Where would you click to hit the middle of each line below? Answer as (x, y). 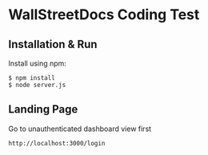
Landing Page (43, 109)
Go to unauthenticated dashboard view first (80, 129)
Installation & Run (53, 44)
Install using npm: (37, 63)
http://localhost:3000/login (57, 143)
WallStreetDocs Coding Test (104, 15)
